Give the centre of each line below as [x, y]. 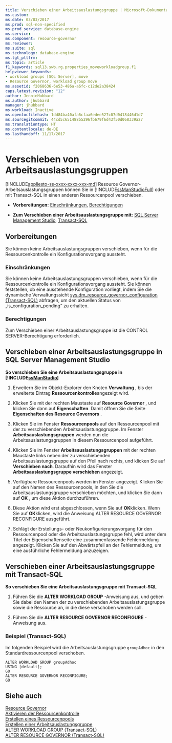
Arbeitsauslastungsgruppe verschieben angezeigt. [68, 472]
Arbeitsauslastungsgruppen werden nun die [60, 434]
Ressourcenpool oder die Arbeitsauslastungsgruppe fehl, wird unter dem [89, 534]
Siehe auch [24, 696]
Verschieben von [42, 159]
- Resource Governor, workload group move [51, 81]
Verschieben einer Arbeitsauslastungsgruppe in [84, 352]
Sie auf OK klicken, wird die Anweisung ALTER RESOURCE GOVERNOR [87, 513]
